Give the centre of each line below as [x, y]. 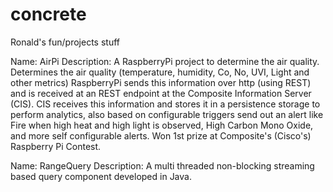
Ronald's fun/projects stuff [65, 42]
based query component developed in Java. [101, 176]
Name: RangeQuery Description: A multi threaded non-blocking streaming [162, 165]
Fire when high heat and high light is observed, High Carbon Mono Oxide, [162, 125]
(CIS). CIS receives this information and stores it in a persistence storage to [165, 104]
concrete [48, 14]
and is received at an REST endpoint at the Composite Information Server [161, 93]
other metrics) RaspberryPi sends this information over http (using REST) [161, 82]
